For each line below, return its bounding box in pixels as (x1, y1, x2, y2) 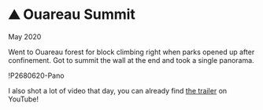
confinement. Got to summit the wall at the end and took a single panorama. (8, 55, 254, 64)
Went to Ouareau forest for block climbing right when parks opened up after (8, 47, 255, 57)
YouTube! (8, 94, 39, 104)
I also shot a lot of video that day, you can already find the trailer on (8, 86, 228, 95)
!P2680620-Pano (8, 71, 65, 80)
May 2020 (8, 31, 42, 41)
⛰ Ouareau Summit (8, 5, 136, 24)
